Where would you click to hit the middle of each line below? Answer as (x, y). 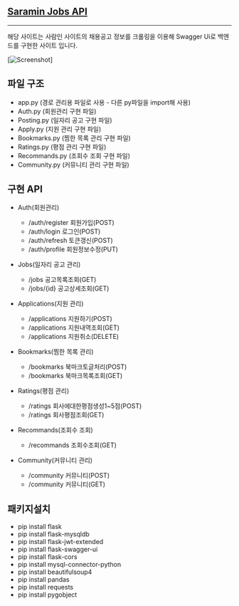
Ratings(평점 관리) (43, 391)
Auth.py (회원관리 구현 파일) (57, 111)
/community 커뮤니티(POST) (69, 476)
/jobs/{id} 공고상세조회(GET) (69, 288)
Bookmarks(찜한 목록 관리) (55, 352)
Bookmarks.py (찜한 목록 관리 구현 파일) (74, 137)
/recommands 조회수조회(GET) (73, 445)
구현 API (25, 189)
